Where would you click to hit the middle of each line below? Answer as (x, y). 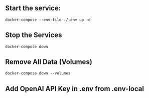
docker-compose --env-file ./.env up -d (48, 19)
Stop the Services (34, 35)
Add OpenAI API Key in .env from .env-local (75, 89)
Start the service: (33, 8)
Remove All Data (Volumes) (49, 62)
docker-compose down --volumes (38, 73)
